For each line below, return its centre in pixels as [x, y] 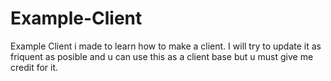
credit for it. [34, 67]
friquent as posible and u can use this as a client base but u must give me [162, 56]
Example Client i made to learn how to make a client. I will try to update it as [166, 46]
